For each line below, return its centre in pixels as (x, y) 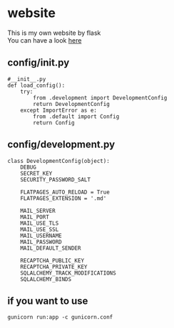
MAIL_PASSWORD (41, 242)
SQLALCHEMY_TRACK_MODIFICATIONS (68, 273)
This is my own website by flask (54, 33)
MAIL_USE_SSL (40, 229)
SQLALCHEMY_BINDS (46, 279)
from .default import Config (76, 116)
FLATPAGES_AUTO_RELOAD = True (65, 192)
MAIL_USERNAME (41, 236)
